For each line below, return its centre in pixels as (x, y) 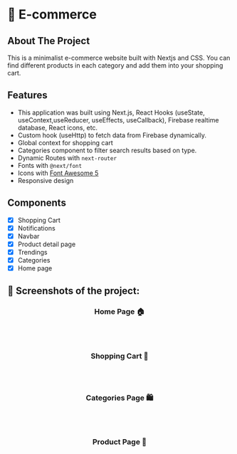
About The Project (49, 41)
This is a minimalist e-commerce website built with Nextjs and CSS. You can (119, 58)
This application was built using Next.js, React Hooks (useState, (111, 112)
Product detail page (47, 244)
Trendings (32, 252)
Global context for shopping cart (65, 142)
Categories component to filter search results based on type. (107, 150)
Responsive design (46, 180)
